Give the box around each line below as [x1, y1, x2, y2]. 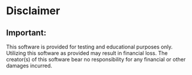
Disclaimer [6, 4, 60, 18]
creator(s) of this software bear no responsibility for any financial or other [6, 56, 186, 63]
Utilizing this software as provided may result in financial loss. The [6, 50, 168, 57]
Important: [6, 28, 46, 38]
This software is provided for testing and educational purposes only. [6, 43, 173, 50]
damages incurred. [6, 62, 52, 69]
